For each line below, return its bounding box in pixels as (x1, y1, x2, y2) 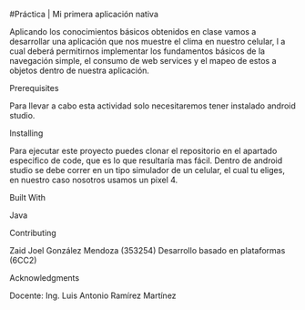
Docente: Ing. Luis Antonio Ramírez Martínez (9, 290, 177, 301)
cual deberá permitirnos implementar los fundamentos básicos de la (9, 46, 266, 57)
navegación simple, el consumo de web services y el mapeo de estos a (9, 56, 277, 66)
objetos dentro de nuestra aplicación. (9, 65, 150, 76)
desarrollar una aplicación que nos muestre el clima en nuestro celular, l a (9, 36, 286, 46)
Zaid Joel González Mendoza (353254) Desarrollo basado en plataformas (9, 245, 286, 255)
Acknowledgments (9, 273, 80, 283)
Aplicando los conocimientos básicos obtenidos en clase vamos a (9, 26, 257, 36)
